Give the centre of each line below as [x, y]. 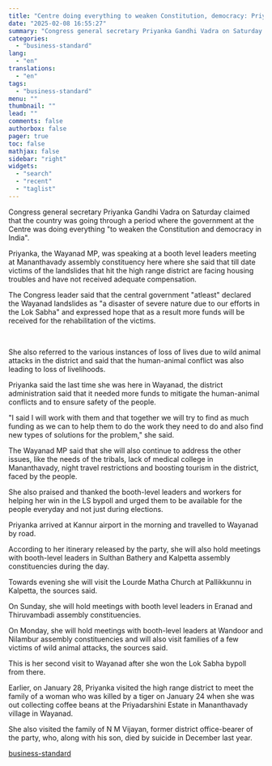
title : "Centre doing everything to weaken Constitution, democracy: [128, 16]
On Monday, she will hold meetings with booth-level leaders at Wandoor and [136, 630]
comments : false [36, 121]
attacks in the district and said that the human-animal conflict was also [126, 360]
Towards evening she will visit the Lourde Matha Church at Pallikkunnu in [130, 582]
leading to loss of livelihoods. [57, 369]
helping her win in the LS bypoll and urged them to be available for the [125, 500]
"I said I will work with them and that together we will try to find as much [129, 417]
